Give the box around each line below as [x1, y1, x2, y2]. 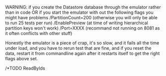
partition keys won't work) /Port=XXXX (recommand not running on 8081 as [5, 25, 160, 31]
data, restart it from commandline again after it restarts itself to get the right [5, 50, 160, 56]
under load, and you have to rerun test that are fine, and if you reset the [5, 45, 152, 51]
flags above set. [5, 56, 38, 61]
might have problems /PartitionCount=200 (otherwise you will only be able [5, 15, 158, 20]
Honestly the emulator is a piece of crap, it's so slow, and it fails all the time [5, 40, 160, 46]
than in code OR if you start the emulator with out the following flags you [5, 9, 154, 15]
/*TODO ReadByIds [5, 65, 46, 71]
